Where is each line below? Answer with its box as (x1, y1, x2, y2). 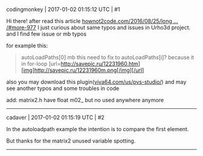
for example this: (6, 42, 48, 49)
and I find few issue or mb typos (6, 30, 86, 37)
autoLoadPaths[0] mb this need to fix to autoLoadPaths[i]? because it (21, 54, 195, 60)
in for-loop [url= (21, 60, 61, 67)
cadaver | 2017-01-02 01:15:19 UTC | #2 (6, 114, 105, 121)
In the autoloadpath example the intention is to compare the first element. (6, 126, 189, 132)
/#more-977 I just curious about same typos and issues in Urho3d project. (6, 24, 191, 31)
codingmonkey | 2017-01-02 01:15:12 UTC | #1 (6, 6, 120, 13)
